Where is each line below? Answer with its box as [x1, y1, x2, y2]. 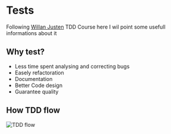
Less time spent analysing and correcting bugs [14, 63, 130, 70]
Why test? [6, 47, 45, 57]
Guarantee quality [14, 88, 59, 95]
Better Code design [14, 82, 63, 89]
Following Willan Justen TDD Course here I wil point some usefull [6, 23, 166, 30]
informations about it [6, 29, 58, 36]
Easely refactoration [14, 69, 64, 76]
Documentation [14, 75, 53, 82]
